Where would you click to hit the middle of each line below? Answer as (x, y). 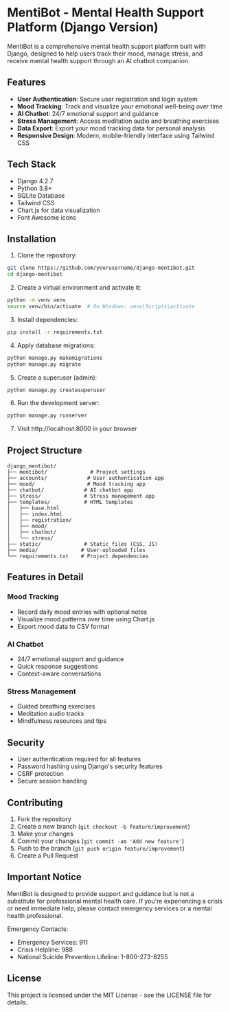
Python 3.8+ (35, 188)
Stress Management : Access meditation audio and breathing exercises (118, 121)
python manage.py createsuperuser (57, 390)
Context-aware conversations (59, 674)
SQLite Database (41, 195)
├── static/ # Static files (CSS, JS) (82, 544)
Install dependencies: (47, 319)
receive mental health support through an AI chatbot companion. (99, 60)
